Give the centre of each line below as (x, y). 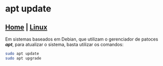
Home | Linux (26, 27)
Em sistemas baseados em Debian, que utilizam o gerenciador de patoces (82, 39)
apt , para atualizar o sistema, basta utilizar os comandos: (64, 44)
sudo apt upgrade (23, 58)
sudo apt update (22, 53)
